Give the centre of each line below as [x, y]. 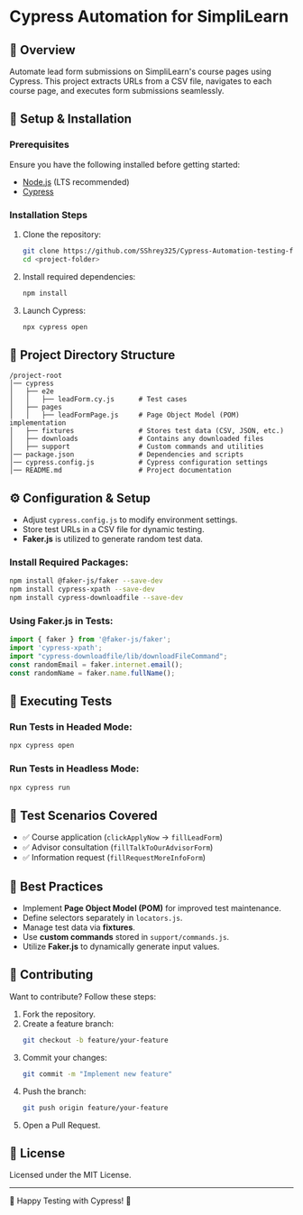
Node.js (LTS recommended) [76, 181]
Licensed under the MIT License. [70, 1175]
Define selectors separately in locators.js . [102, 918]
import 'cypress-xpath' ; [56, 648]
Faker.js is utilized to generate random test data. [112, 539]
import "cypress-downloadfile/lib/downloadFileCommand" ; [119, 657]
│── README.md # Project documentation [120, 471]
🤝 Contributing [51, 975]
